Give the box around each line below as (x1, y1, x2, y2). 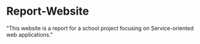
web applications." (6, 31, 53, 38)
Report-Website (6, 4, 89, 18)
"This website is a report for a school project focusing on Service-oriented (6, 24, 194, 32)
